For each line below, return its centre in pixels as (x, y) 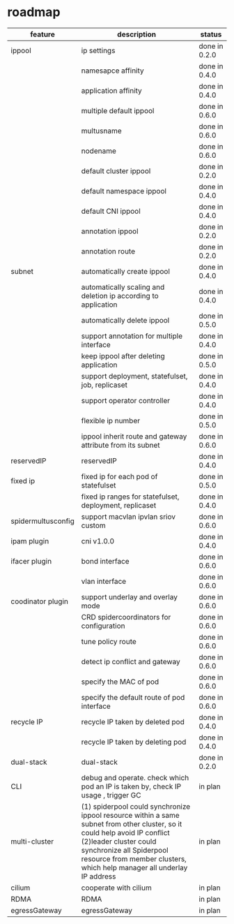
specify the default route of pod (133, 697)
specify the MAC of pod (120, 682)
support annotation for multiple (132, 336)
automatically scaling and (123, 287)
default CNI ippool (111, 211)
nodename (99, 151)
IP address (99, 876)
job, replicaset (104, 385)
